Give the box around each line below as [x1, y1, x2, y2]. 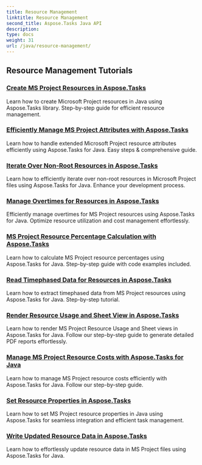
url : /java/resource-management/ [6, 43, 91, 49]
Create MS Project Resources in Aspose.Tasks [6, 83, 146, 92]
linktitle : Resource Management [6, 15, 88, 21]
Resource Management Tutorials [6, 65, 133, 76]
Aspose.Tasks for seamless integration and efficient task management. [6, 416, 184, 424]
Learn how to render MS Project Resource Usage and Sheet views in [6, 325, 178, 332]
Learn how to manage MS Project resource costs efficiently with [6, 374, 167, 382]
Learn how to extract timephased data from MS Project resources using [6, 289, 186, 297]
